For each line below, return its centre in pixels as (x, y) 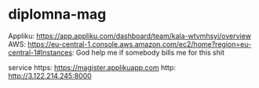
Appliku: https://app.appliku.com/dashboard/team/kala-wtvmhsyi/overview (129, 36)
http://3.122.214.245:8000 (50, 76)
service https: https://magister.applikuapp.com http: (92, 67)
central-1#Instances (40, 52)
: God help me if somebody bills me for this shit (148, 52)
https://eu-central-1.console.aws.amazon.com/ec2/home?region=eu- (139, 44)
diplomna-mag (57, 14)
